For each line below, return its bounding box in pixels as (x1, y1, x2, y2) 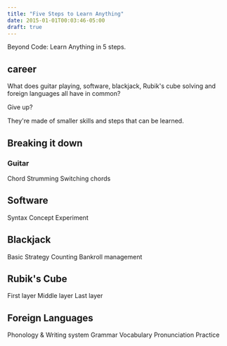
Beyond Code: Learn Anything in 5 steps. (7, 43, 127, 51)
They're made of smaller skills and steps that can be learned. (7, 117, 184, 125)
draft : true (7, 23, 42, 30)
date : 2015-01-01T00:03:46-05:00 (7, 17, 105, 24)
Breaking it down (7, 137, 83, 149)
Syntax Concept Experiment (7, 213, 89, 222)
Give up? (7, 103, 33, 111)
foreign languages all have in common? (7, 89, 121, 98)
